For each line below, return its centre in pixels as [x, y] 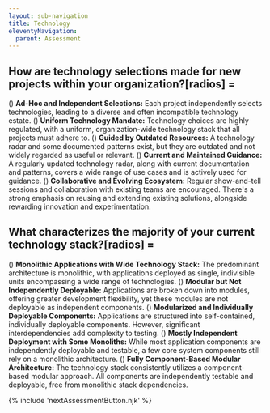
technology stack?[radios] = [82, 245]
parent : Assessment [49, 38]
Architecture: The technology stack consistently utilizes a [105, 367]
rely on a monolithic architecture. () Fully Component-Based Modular [124, 359]
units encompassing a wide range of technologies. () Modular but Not [125, 281]
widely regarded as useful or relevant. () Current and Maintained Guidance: [135, 155]
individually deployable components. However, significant [104, 324]
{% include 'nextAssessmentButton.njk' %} [80, 400]
